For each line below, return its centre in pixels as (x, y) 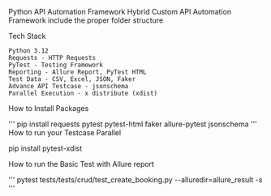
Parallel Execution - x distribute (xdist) (83, 93)
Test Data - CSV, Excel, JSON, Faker (72, 79)
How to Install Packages (49, 108)
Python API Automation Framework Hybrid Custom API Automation (120, 12)
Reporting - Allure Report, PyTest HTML (78, 72)
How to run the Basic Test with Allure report (81, 164)
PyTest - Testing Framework (56, 65)
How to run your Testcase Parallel (65, 132)
